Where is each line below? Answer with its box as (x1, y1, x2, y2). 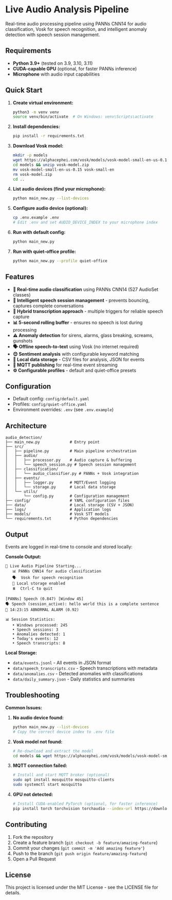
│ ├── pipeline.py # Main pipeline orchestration (5, 449, 137, 454)
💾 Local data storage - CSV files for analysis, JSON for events (12, 356, 145, 362)
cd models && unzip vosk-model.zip (12, 162, 89, 168)
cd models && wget (12, 753, 52, 759)
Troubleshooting (5, 691, 60, 700)
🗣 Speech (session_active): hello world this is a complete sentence (5, 601, 159, 607)
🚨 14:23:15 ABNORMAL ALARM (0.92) (5, 608, 80, 613)
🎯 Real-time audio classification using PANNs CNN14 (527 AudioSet (12, 286, 159, 292)
